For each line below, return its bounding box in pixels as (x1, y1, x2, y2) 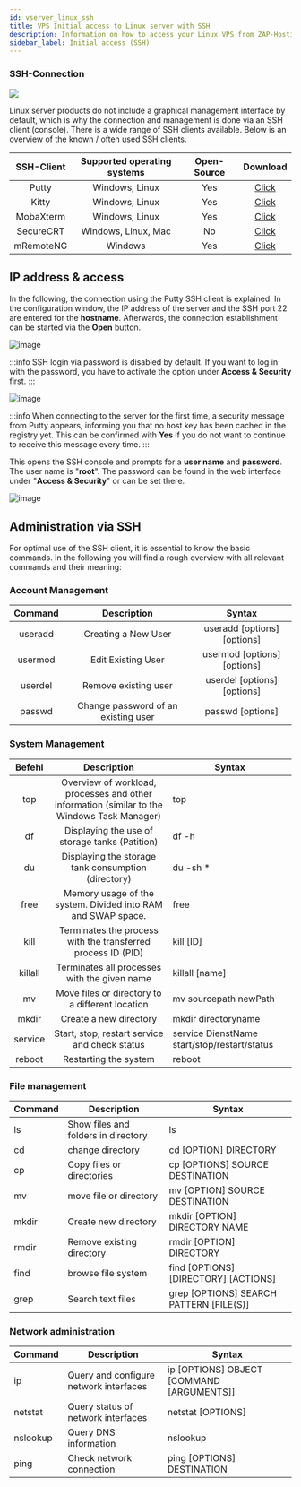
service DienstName (172, 1027, 258, 1040)
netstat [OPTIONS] (167, 1406, 246, 1419)
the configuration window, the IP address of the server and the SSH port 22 (9, 303, 288, 314)
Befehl (14, 761, 44, 774)
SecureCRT (16, 225, 65, 238)
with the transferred (66, 935, 150, 947)
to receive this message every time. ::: (9, 439, 150, 450)
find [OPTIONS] (168, 1261, 236, 1274)
